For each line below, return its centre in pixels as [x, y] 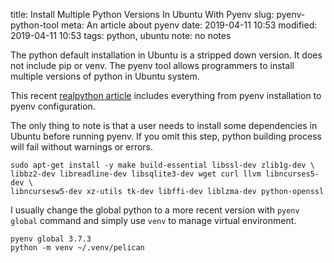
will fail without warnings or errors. [82, 147]
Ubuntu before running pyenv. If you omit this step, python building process [166, 136]
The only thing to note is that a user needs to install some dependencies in [164, 125]
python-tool [34, 25]
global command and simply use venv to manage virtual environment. [153, 220]
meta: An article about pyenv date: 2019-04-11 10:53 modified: [189, 25]
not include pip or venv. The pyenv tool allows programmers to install [152, 65]
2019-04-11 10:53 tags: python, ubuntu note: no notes [121, 35]
